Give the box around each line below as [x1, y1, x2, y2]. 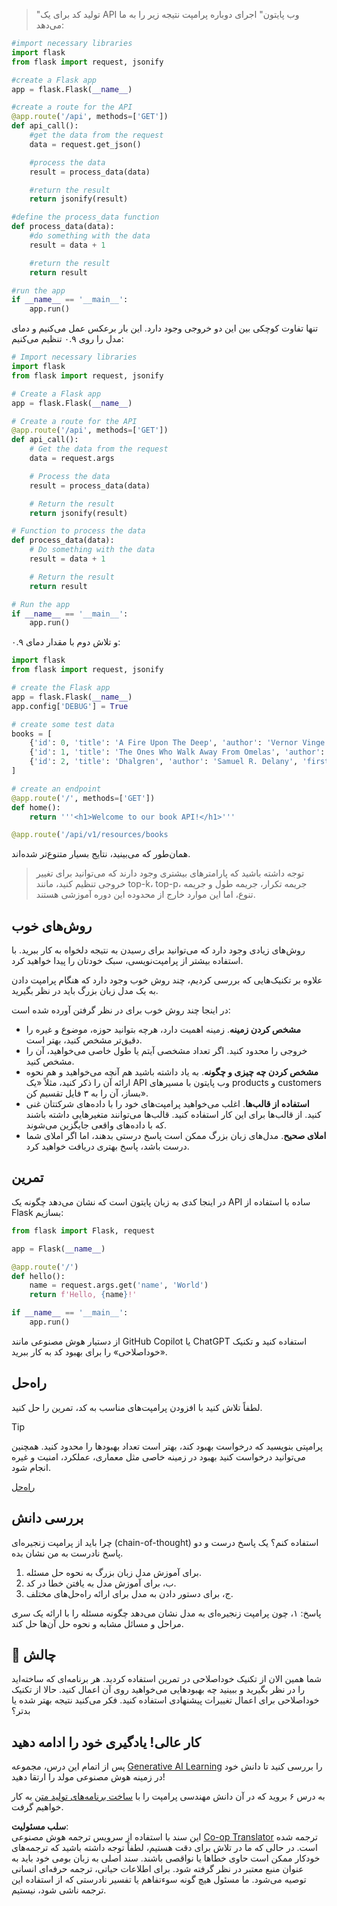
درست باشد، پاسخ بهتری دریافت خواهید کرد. [25, 1140, 190, 1153]
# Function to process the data [11, 526, 146, 536]
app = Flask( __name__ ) [11, 1244, 106, 1254]
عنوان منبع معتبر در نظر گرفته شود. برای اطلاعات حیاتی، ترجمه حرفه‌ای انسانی [11, 1863, 304, 1875]
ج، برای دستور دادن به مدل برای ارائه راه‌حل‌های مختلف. [25, 1587, 234, 1599]
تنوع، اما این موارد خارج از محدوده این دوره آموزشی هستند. [35, 889, 256, 901]
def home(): [11, 802, 61, 813]
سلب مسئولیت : [11, 1820, 69, 1833]
